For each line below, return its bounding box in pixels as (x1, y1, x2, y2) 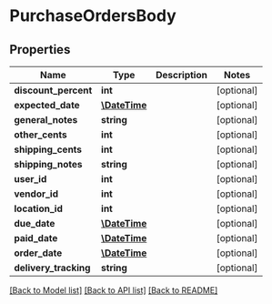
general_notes (14, 114, 78, 126)
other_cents (14, 128, 67, 141)
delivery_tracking (14, 261, 91, 274)
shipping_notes (14, 158, 83, 170)
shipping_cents (14, 143, 83, 156)
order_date (14, 247, 63, 259)
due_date (14, 218, 55, 229)
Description (156, 69, 207, 81)
